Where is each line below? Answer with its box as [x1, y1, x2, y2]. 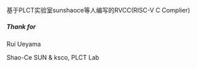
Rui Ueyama [6, 40, 41, 48]
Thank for [6, 22, 36, 31]
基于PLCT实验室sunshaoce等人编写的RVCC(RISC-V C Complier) [6, 6, 191, 14]
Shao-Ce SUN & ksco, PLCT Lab [6, 53, 100, 61]
